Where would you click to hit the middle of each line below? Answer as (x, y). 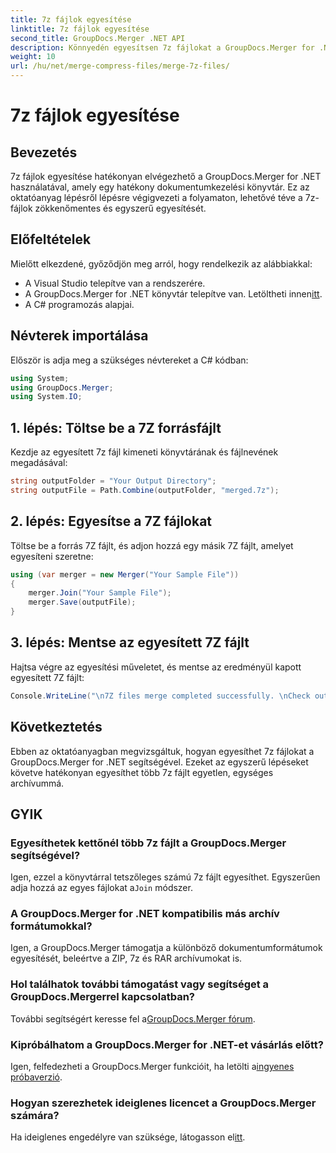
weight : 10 (33, 57)
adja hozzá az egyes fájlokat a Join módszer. (101, 888)
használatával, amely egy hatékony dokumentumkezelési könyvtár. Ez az (160, 187)
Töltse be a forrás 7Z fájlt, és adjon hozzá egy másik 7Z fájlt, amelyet (152, 545)
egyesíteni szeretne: (52, 556)
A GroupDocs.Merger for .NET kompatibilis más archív (145, 914)
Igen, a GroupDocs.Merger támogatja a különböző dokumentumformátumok (166, 948)
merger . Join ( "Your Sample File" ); (100, 593)
